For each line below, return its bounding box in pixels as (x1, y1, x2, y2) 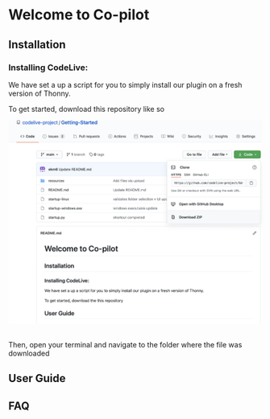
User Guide (8, 372, 66, 385)
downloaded (8, 348, 50, 358)
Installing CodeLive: (8, 62, 89, 73)
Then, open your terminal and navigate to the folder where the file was (8, 339, 243, 349)
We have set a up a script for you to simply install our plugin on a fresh (8, 80, 243, 89)
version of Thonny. (8, 88, 71, 98)
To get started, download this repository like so (8, 104, 165, 113)
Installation (8, 38, 66, 51)
